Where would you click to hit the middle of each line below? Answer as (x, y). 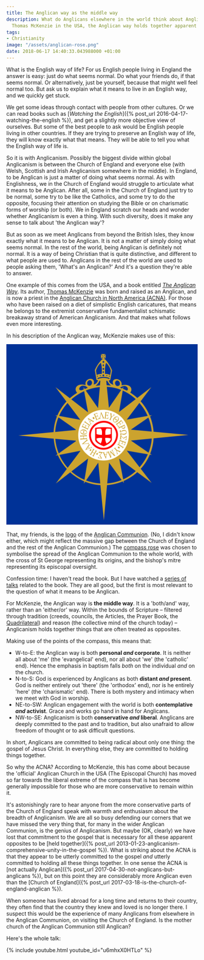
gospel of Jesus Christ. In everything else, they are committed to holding (97, 749)
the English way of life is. (37, 146)
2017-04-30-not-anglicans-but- (135, 870)
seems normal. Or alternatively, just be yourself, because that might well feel (102, 82)
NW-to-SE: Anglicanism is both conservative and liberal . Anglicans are (104, 718)
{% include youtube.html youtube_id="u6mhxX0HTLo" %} (79, 950)
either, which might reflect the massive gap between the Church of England (101, 541)
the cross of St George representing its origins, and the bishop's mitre (93, 560)
